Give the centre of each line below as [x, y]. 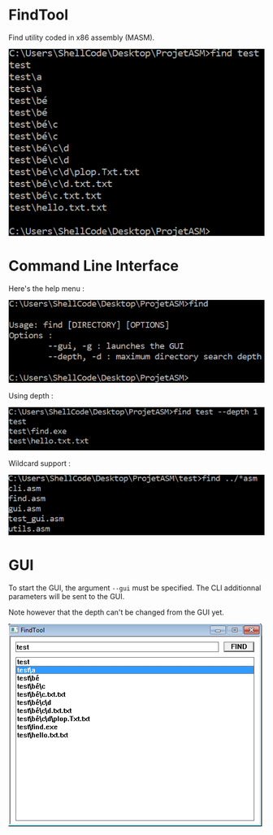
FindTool [39, 15]
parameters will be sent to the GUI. [67, 596]
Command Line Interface [94, 265]
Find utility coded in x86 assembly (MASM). [82, 37]
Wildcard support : [39, 463]
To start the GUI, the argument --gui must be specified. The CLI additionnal [135, 588]
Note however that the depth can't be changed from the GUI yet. [117, 612]
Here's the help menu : [47, 288]
